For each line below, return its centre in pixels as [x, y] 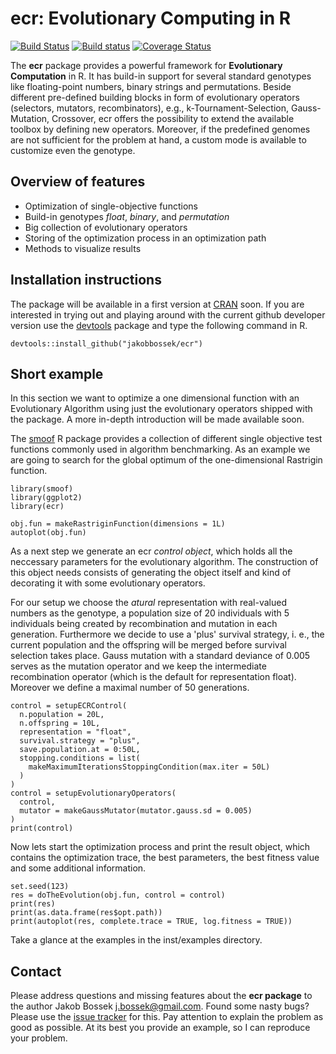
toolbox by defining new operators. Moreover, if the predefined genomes [160, 129]
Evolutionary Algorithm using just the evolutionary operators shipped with [161, 409]
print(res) [33, 904]
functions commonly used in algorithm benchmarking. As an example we [160, 449]
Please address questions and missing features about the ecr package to [161, 996]
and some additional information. [78, 868]
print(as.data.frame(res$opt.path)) [86, 913]
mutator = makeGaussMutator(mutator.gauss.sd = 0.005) [136, 811]
